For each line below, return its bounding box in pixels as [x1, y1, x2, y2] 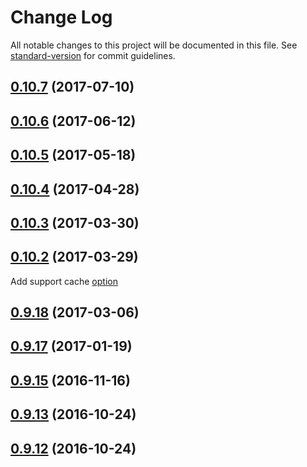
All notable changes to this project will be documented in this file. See [10, 39, 298, 51]
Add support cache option [10, 275, 118, 287]
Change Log [10, 6, 113, 29]
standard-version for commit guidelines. [10, 49, 176, 61]
